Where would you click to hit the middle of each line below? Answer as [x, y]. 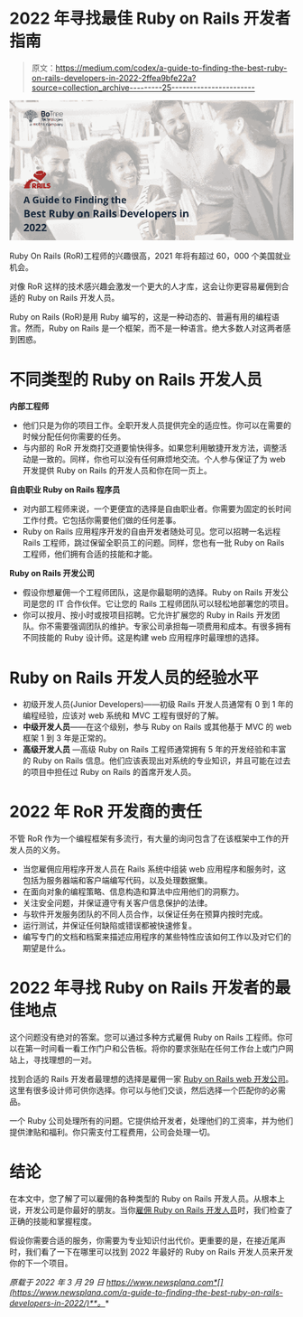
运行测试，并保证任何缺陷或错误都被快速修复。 [109, 926]
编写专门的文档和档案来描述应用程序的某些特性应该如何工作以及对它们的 [156, 937]
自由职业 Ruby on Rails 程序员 [65, 490]
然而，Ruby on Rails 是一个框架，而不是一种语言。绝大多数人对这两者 [154, 328]
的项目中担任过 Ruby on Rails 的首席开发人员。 [109, 772]
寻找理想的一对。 [64, 1060]
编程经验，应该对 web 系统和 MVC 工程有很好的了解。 [123, 715]
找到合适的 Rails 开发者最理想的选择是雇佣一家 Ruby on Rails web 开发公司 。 [151, 1079]
